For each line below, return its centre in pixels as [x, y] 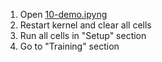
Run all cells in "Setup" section [83, 35]
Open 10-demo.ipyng [63, 14]
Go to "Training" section [69, 46]
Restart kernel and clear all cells [85, 25]
